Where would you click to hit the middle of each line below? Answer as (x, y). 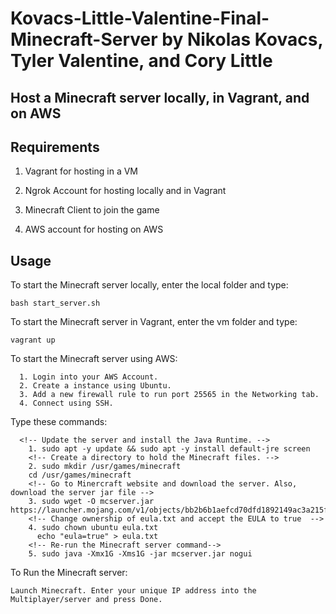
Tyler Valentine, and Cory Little (141, 61)
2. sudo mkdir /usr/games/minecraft (105, 467)
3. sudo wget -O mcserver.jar (91, 502)
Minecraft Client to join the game (92, 210)
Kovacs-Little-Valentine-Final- (140, 18)
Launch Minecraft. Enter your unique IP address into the (133, 591)
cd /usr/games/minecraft (80, 475)
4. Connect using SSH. (66, 403)
